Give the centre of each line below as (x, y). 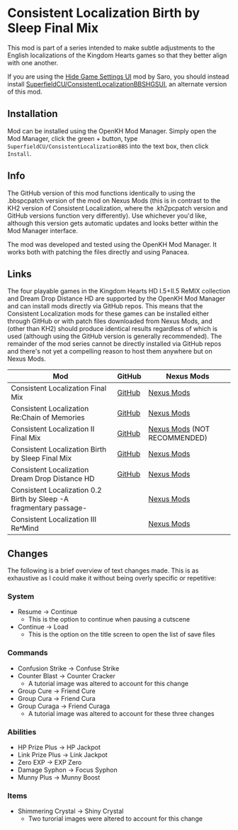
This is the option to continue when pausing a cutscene (109, 619)
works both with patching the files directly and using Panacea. (98, 252)
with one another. (33, 62)
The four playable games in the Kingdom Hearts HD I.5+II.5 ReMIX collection (119, 291)
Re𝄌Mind (25, 528)
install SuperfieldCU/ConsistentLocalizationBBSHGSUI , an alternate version (117, 84)
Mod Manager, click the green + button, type (73, 138)
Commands (28, 653)
